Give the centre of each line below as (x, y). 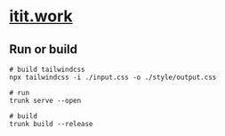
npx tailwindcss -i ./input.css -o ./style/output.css (113, 77)
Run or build (44, 49)
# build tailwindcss (48, 69)
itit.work (41, 16)
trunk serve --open (45, 100)
